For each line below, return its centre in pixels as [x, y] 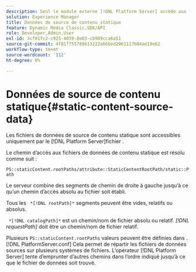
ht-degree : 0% [23, 60]
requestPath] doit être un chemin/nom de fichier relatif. [72, 227]
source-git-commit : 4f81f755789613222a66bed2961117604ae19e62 [83, 44]
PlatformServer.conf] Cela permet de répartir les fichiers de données [104, 244]
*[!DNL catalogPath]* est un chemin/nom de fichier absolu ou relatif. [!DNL [99, 221]
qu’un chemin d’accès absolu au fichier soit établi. [66, 192]
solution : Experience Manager [43, 17]
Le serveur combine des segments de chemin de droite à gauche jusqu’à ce [97, 186]
